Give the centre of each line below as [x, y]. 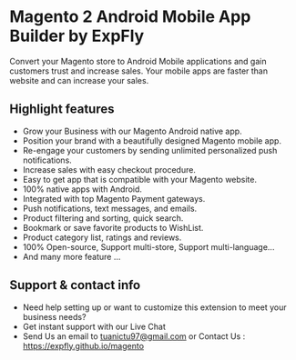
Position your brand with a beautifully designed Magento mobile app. [152, 140]
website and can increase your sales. [79, 80]
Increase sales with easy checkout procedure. [109, 169]
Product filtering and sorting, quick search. [103, 218]
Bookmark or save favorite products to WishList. [113, 227]
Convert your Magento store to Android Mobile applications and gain [138, 61]
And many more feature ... [71, 256]
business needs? [54, 316]
